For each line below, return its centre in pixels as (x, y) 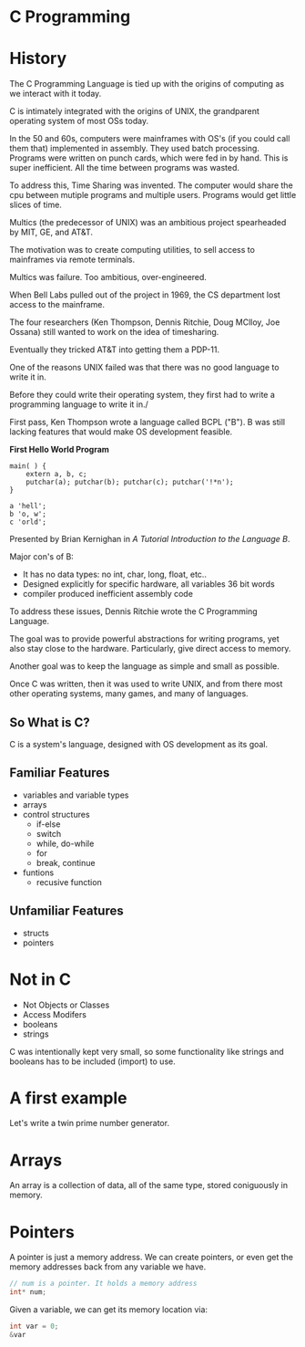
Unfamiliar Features (67, 911)
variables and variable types (76, 795)
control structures (56, 814)
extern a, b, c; (57, 475)
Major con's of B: (42, 557)
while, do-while (65, 843)
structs (36, 933)
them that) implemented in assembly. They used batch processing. (134, 149)
